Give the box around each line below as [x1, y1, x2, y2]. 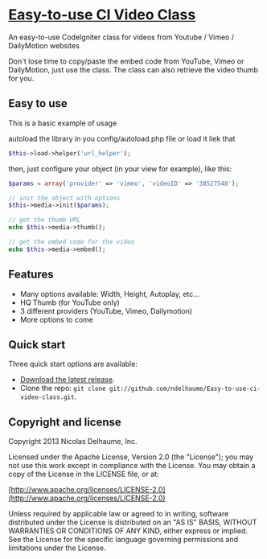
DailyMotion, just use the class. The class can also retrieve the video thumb [8, 64, 259, 74]
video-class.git [19, 393, 75, 401]
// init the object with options [8, 194, 121, 202]
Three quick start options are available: [8, 360, 138, 369]
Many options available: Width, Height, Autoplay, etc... [19, 289, 199, 298]
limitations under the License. [8, 543, 106, 553]
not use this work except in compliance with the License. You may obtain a [8, 461, 256, 471]
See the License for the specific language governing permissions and [8, 535, 239, 545]
